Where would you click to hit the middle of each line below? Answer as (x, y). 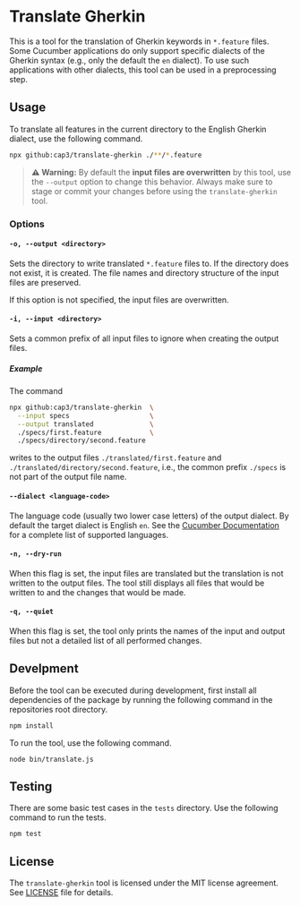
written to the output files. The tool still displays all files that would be (137, 583)
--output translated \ (86, 424)
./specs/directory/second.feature (81, 440)
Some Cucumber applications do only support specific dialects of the (137, 50)
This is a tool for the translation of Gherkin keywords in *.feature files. (140, 41)
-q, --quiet (31, 612)
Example (26, 368)
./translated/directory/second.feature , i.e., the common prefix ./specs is (148, 467)
